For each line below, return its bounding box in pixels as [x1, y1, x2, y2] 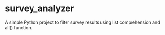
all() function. [5, 24, 33, 30]
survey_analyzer [5, 3, 74, 14]
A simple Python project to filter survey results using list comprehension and [5, 19, 160, 25]
